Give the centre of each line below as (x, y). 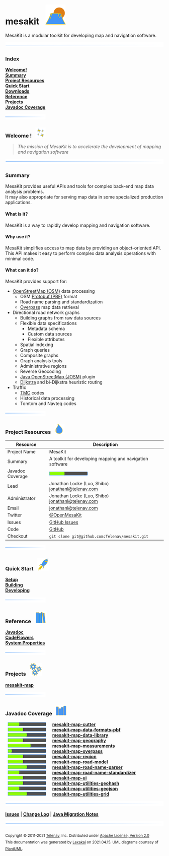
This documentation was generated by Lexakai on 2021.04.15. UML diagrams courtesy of (82, 842)
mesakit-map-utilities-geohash (86, 783)
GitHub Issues (64, 522)
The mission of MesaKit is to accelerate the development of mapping (89, 147)
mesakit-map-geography (79, 740)
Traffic (19, 387)
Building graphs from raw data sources (60, 318)
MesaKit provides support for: (36, 281)
